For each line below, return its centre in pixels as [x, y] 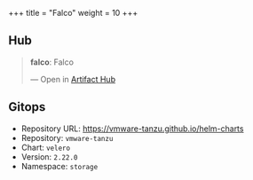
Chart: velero [46, 147]
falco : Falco [52, 62]
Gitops [27, 107]
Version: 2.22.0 [49, 157]
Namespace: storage [59, 166]
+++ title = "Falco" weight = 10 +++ [73, 13]
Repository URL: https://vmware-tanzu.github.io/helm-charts [132, 129]
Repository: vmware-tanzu [67, 137]
